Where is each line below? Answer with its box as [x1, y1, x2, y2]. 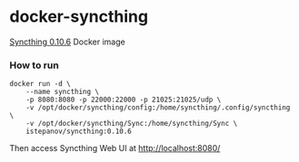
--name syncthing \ [25, 88, 100, 97]
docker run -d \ [9, 80, 71, 89]
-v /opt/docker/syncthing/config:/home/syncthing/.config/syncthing [25, 103, 291, 112]
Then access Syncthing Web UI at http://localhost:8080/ [9, 143, 221, 154]
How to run [9, 59, 59, 71]
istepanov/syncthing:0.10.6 [25, 127, 132, 137]
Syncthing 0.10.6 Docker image [9, 36, 125, 47]
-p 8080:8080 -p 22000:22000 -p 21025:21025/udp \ [25, 95, 222, 105]
